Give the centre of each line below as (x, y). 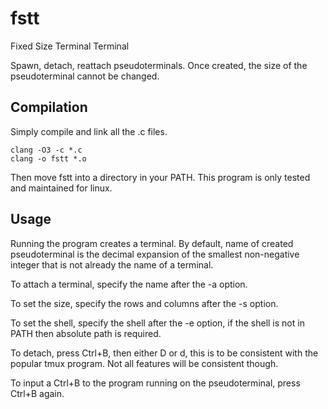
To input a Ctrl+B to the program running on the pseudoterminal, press (155, 383)
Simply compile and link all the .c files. (89, 131)
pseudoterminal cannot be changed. (85, 76)
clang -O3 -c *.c (46, 150)
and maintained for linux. (61, 188)
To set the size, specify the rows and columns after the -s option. (144, 303)
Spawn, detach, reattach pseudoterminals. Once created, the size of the (159, 65)
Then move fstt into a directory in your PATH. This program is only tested (160, 177)
